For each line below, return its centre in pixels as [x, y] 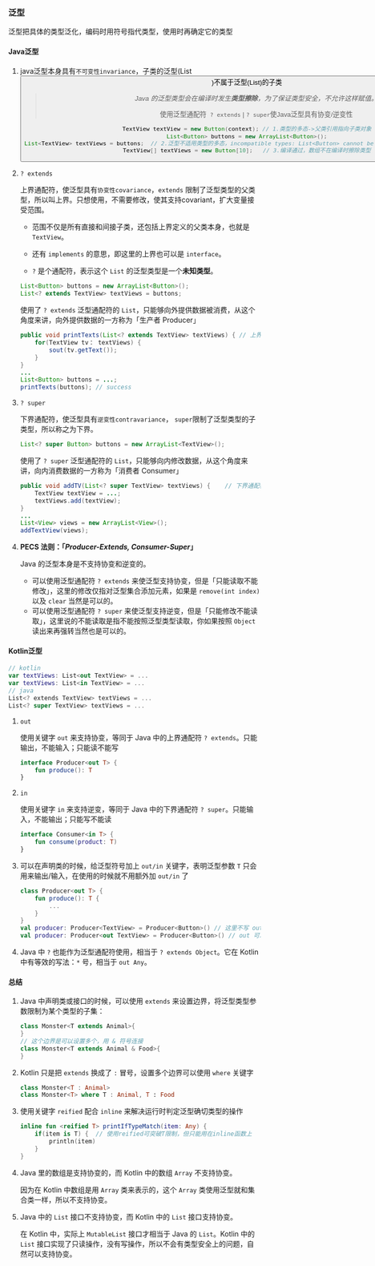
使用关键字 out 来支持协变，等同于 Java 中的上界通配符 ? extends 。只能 [139, 737]
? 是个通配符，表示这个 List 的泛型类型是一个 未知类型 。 [125, 271]
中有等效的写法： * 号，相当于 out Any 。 [85, 962]
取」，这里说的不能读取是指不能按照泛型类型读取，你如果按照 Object [144, 621]
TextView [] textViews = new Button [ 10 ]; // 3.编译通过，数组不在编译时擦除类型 [247, 150]
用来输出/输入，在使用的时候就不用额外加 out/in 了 [104, 876]
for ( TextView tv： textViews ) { [88, 343]
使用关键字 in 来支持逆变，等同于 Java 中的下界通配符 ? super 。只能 [133, 809]
